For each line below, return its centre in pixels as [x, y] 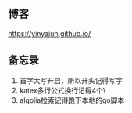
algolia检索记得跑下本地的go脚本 [72, 100]
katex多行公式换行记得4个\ [62, 90]
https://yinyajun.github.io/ [50, 33]
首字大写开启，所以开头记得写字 [71, 80]
